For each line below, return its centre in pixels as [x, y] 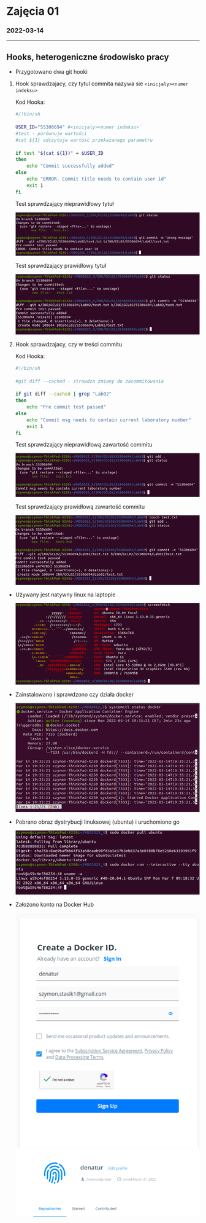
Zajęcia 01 [33, 11]
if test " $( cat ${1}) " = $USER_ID [59, 153]
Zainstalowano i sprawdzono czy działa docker [74, 694]
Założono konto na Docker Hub [54, 904]
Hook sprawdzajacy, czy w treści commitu [69, 344]
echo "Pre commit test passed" [67, 407]
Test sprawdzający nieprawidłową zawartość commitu [84, 445]
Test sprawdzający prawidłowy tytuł [61, 265]
